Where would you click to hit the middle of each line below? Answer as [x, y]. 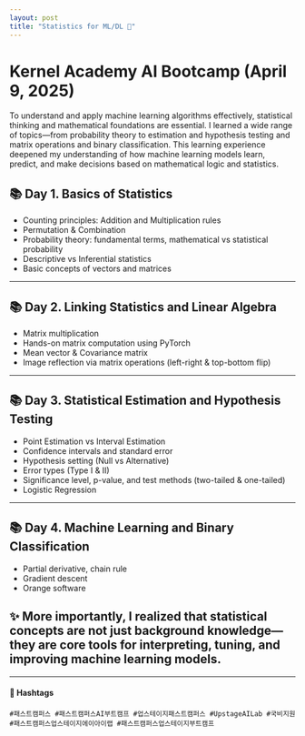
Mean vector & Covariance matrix [85, 353]
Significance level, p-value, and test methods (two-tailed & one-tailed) [154, 479]
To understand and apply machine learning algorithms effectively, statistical [151, 116]
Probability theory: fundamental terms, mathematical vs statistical [145, 240]
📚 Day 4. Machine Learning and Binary [122, 528]
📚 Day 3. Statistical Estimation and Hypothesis [145, 401]
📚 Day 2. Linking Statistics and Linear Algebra [143, 307]
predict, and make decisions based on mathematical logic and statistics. [144, 164]
